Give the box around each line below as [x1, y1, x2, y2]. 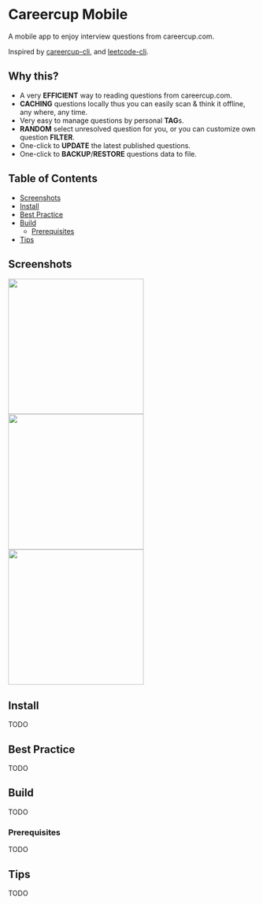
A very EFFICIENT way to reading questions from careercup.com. [19, 91, 232, 100]
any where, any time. [19, 107, 88, 117]
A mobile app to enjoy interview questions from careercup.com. [8, 31, 215, 41]
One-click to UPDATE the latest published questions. [19, 140, 191, 150]
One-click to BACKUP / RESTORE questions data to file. [19, 149, 197, 158]
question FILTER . [19, 132, 75, 142]
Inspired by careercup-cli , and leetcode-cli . [8, 46, 149, 56]
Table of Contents [8, 172, 98, 186]
